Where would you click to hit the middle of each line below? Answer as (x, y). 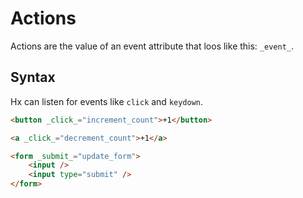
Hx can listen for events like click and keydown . (107, 101)
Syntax (33, 77)
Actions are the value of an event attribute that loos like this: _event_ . (152, 46)
